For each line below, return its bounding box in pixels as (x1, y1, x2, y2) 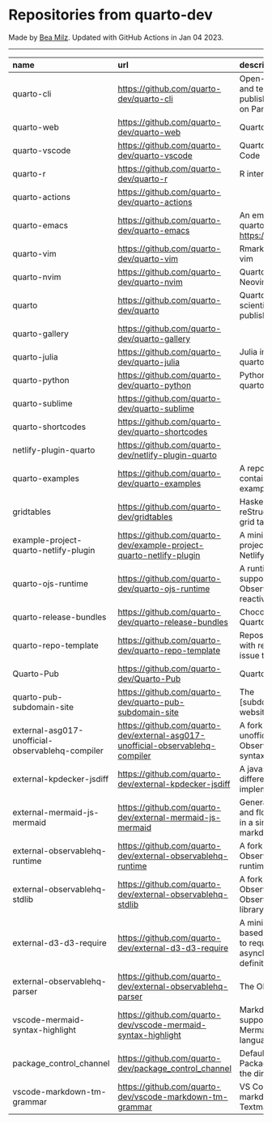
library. (239, 904, 266, 915)
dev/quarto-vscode (117, 150, 193, 161)
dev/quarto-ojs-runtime (117, 583, 210, 594)
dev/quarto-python (117, 379, 192, 390)
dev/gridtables (117, 511, 173, 522)
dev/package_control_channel (117, 1062, 232, 1074)
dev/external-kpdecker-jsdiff (117, 778, 231, 789)
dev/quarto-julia (117, 356, 181, 368)
